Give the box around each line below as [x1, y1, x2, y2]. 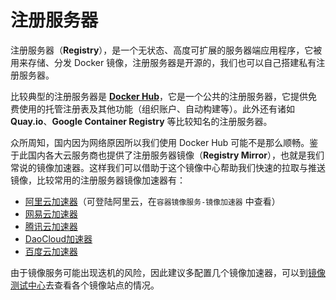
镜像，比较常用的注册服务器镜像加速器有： [10, 174, 186, 186]
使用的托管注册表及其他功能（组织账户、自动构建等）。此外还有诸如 [18, 102, 295, 115]
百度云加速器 [24, 245, 78, 257]
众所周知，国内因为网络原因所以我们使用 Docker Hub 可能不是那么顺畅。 [10, 136, 310, 148]
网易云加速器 [24, 207, 78, 220]
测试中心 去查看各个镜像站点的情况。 [10, 279, 160, 291]
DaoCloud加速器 [24, 232, 93, 245]
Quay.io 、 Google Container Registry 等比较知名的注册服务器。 [10, 115, 273, 127]
